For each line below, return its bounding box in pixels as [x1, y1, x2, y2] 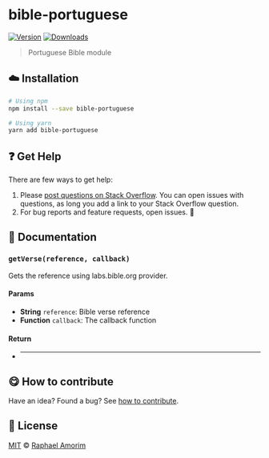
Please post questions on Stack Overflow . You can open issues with [19, 191, 244, 200]
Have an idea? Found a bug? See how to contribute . [8, 396, 179, 405]
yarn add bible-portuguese [8, 127, 98, 135]
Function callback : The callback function [19, 315, 157, 325]
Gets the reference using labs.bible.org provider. [8, 271, 168, 280]
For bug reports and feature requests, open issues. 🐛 [19, 207, 195, 217]
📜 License [8, 419, 58, 433]
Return [8, 334, 32, 343]
